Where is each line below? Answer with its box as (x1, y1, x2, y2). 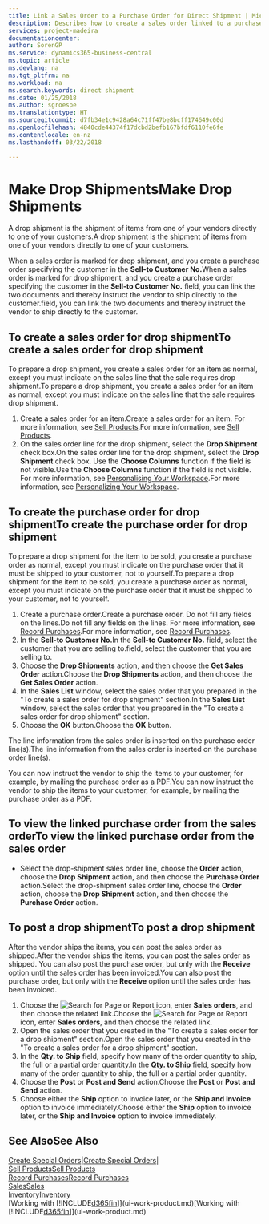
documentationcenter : (8, 34, 81, 42)
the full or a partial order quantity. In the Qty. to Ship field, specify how (19, 1060, 252, 1069)
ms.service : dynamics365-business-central (8, 49, 152, 57)
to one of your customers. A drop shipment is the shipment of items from (8, 232, 247, 241)
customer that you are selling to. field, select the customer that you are (19, 644, 252, 653)
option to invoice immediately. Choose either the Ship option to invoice (19, 1102, 251, 1112)
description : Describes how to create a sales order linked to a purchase (8, 19, 263, 27)
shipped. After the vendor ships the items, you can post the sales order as (8, 951, 251, 960)
